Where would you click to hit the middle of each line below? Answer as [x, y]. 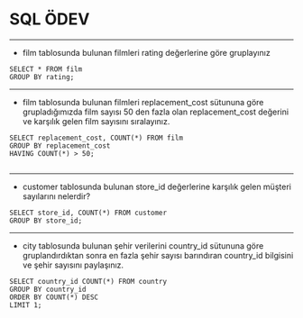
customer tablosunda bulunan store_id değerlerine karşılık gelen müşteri [156, 186]
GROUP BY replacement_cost [60, 145]
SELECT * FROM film [46, 69]
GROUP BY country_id [48, 289]
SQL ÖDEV [50, 19]
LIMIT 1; [26, 305]
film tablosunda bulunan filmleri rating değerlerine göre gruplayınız [146, 52]
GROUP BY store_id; [46, 221]
